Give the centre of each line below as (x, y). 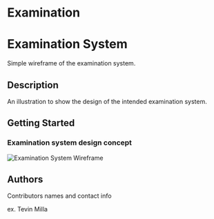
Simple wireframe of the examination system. (71, 63)
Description (33, 85)
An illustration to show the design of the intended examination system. (107, 101)
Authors (25, 179)
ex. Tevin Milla (28, 209)
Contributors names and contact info (59, 196)
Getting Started (41, 123)
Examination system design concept (70, 143)
